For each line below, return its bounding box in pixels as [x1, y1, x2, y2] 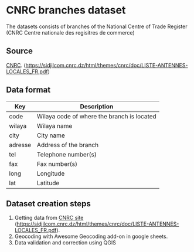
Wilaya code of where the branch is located [37, 112, 156, 120]
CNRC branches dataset [6, 4, 126, 17]
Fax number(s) [37, 159, 78, 168]
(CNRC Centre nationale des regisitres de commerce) [6, 29, 135, 36]
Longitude [37, 169, 65, 178]
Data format [6, 85, 51, 95]
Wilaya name [37, 121, 73, 130]
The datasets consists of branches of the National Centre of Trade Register [6, 23, 188, 30]
